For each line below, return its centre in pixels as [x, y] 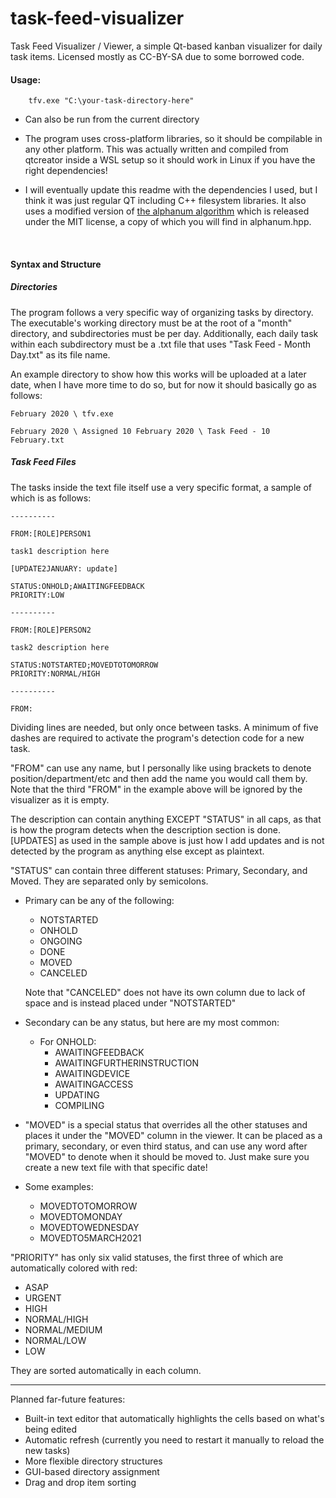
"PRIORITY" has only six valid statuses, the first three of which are [147, 1257]
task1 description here [60, 551]
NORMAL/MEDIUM [63, 1329]
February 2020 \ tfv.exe [62, 413]
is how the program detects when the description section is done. [145, 829]
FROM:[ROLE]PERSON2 [51, 630]
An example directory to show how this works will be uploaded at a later [158, 374]
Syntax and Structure [56, 264]
